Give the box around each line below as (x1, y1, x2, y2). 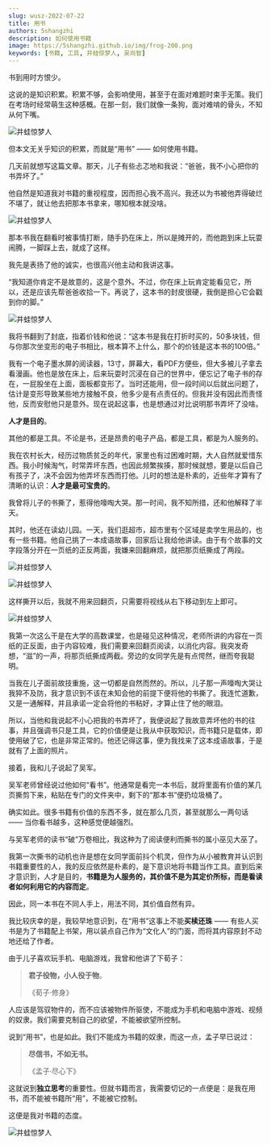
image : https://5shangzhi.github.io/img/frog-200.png (8, 42, 194, 50)
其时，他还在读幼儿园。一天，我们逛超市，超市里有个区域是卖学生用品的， (8, 525, 256, 535)
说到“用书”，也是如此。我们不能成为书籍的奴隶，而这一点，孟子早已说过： (8, 1032, 256, 1041)
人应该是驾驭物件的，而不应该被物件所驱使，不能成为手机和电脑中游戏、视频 (8, 1005, 263, 1014)
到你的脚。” (8, 298, 44, 306)
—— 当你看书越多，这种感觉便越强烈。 (8, 818, 138, 826)
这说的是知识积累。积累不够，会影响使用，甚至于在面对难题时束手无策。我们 (8, 90, 263, 99)
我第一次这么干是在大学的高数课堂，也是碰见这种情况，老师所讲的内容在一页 (8, 631, 263, 640)
